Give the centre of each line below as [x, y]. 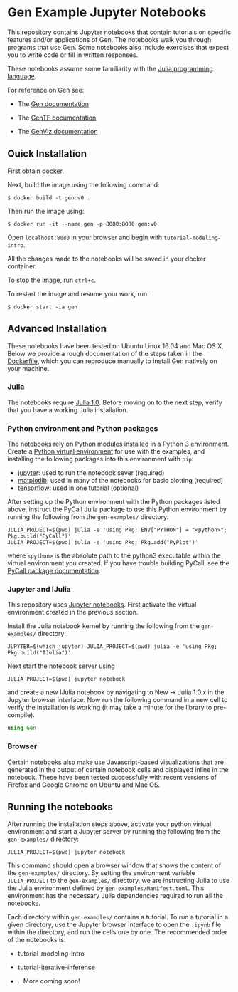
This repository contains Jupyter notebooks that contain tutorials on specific [119, 32]
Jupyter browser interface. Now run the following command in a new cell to [118, 700]
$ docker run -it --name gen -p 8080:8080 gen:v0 [82, 224]
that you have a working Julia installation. [68, 409]
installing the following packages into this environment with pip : [101, 459]
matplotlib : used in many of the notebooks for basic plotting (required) [120, 481]
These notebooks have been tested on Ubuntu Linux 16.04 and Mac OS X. [115, 345]
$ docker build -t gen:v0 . [49, 198]
